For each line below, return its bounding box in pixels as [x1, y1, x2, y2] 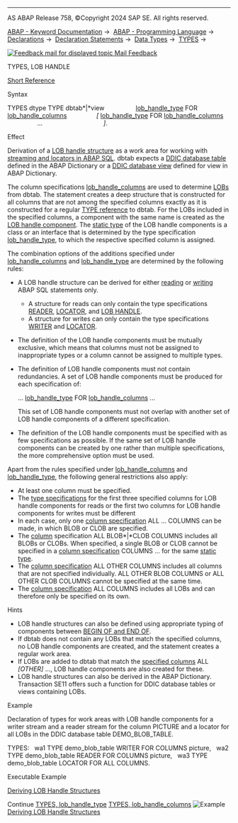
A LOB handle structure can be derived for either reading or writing [17, 278, 214, 286]
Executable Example [7, 773, 67, 781]
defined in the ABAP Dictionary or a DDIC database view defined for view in [7, 161, 228, 170]
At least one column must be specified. [17, 486, 132, 494]
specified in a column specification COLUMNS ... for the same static [17, 547, 217, 555]
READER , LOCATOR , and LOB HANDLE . [28, 307, 143, 315]
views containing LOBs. [17, 687, 86, 696]
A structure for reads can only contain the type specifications [28, 300, 208, 307]
